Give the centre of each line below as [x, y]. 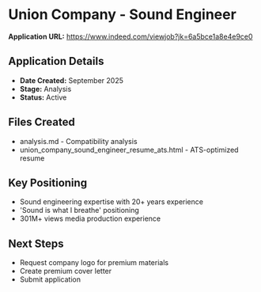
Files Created [42, 122]
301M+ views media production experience [90, 218]
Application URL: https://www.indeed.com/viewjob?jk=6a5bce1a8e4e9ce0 [130, 36]
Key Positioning [48, 182]
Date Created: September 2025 [72, 80]
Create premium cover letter [66, 271]
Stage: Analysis [45, 89]
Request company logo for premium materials [94, 263]
